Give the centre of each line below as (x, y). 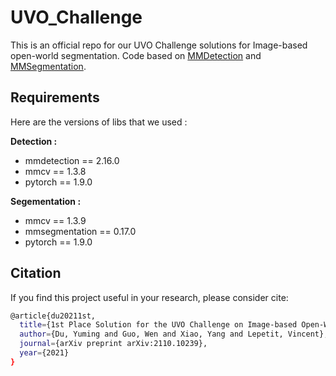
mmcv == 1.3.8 (55, 171)
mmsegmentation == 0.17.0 (80, 231)
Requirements (55, 97)
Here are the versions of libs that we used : (99, 122)
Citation (36, 273)
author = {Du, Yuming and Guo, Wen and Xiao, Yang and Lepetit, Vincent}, (174, 334)
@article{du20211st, (53, 316)
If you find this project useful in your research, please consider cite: (149, 297)
